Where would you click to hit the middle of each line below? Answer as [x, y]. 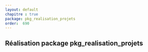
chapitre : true [22, 14]
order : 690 [17, 23]
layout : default [22, 10]
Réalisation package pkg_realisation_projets [74, 43]
